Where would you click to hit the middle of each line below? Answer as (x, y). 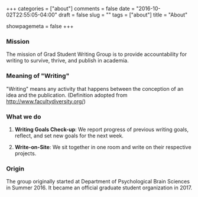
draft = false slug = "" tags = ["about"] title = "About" (123, 15)
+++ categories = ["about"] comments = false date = (70, 9)
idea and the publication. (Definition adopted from (67, 95)
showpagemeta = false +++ (40, 26)
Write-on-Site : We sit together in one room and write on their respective (103, 147)
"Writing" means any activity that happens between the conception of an (95, 88)
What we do (24, 116)
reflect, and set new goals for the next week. (69, 136)
